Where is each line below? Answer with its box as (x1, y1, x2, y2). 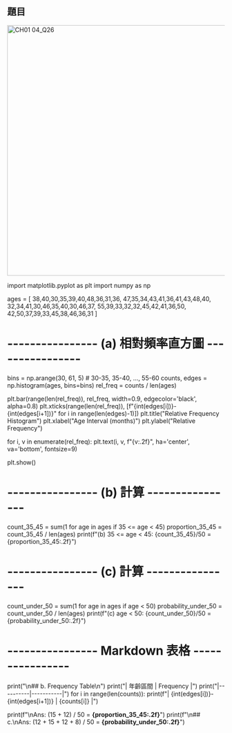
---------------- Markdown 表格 (7, 642, 191, 658)
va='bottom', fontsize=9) (7, 444, 78, 453)
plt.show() (7, 458, 37, 467)
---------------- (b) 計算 (7, 485, 145, 500)
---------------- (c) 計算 (7, 563, 144, 579)
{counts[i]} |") (59, 697, 99, 705)
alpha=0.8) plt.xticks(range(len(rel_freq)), (7, 401, 126, 410)
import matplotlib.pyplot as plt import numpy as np (7, 281, 151, 289)
